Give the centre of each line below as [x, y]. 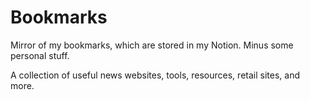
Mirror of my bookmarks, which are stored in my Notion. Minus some [152, 45]
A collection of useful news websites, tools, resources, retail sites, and [155, 75]
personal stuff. [40, 55]
